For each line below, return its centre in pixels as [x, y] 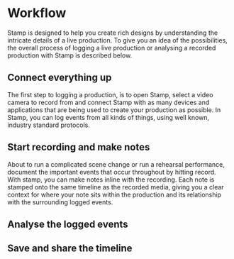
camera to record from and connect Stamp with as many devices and [108, 102]
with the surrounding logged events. [60, 202]
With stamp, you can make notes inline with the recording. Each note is [111, 180]
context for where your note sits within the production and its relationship [115, 194]
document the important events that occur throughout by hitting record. [112, 172]
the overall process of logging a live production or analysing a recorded [112, 48]
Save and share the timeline [70, 249]
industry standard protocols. [49, 125]
